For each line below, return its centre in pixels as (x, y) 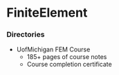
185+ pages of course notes (67, 57)
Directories (26, 35)
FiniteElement (47, 13)
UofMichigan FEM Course (53, 49)
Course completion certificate (69, 65)
